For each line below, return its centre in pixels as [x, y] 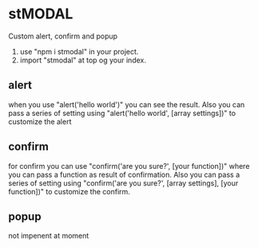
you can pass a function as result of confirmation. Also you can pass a [124, 174]
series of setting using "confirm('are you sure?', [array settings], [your [123, 183]
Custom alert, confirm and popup [63, 36]
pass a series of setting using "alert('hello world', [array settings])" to [122, 113]
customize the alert [40, 122]
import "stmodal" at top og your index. [83, 60]
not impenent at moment [49, 236]
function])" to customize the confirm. [69, 191]
